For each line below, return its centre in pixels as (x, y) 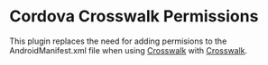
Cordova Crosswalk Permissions (134, 16)
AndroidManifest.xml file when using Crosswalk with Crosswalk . (129, 50)
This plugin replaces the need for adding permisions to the (118, 41)
